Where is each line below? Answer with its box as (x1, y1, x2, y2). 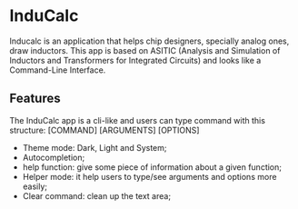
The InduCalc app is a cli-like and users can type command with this (9, 114, 266, 125)
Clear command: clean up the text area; (22, 190, 171, 201)
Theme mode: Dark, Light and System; (22, 142, 167, 153)
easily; (22, 181, 48, 192)
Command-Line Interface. (9, 65, 106, 75)
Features (9, 91, 61, 106)
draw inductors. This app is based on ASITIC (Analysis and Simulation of (9, 45, 281, 55)
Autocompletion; (22, 152, 85, 163)
